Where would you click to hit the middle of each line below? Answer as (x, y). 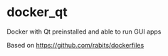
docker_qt (37, 12)
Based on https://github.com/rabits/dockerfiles (75, 45)
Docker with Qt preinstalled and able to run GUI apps (84, 31)
